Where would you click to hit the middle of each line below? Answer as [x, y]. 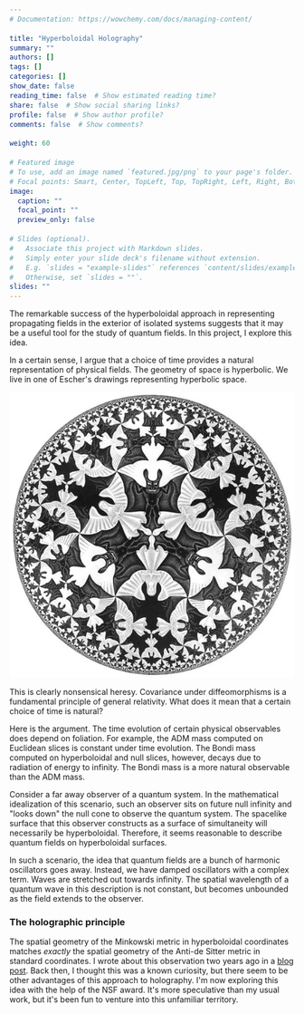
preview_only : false [56, 220]
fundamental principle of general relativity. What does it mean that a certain [150, 701]
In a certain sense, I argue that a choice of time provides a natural [132, 360]
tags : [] [26, 67]
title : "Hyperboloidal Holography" [76, 38]
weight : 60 [30, 144]
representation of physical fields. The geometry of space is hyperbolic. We [149, 370]
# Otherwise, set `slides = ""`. [76, 277]
